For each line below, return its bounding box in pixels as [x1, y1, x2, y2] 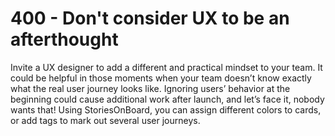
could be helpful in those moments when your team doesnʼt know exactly [10, 72, 312, 84]
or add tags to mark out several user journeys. [10, 114, 201, 126]
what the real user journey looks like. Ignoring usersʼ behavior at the [10, 82, 291, 94]
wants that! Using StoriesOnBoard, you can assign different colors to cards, [10, 103, 322, 116]
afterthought [10, 28, 119, 51]
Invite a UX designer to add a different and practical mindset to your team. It [10, 61, 323, 73]
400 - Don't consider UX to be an [10, 7, 290, 30]
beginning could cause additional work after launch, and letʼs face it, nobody [10, 93, 325, 105]
